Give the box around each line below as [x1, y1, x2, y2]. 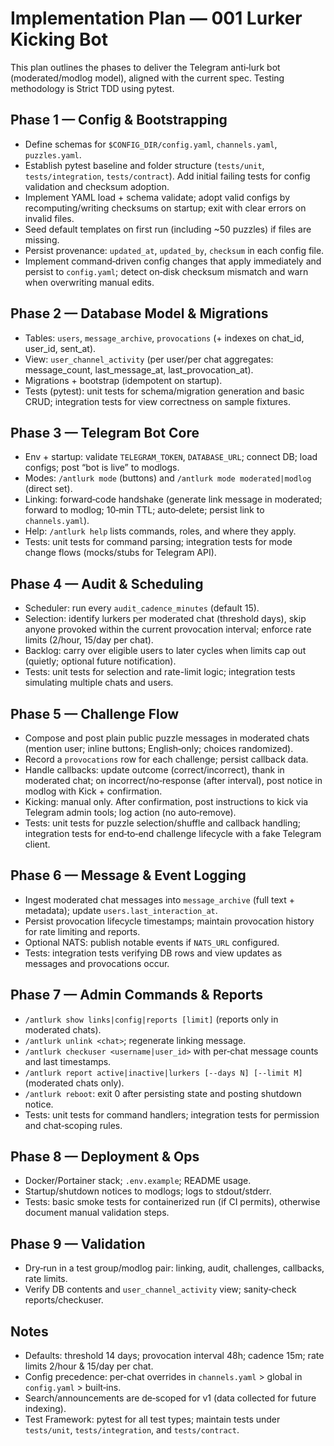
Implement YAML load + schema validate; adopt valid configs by [24, 191, 291, 203]
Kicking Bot [10, 28, 108, 51]
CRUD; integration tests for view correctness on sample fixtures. [24, 395, 291, 407]
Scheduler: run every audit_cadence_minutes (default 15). [24, 602, 260, 614]
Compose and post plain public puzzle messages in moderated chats [24, 732, 310, 744]
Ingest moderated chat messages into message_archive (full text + [24, 893, 295, 906]
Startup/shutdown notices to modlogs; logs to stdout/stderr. [24, 1185, 272, 1197]
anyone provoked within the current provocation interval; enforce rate [24, 623, 312, 636]
